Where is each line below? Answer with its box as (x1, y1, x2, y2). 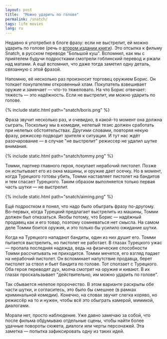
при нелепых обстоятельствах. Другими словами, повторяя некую (5, 127, 149, 133)
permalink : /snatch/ (5, 17, 48, 22)
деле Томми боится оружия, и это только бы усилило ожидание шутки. (5, 225, 158, 231)
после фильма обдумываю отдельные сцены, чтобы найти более (5, 317, 144, 323)
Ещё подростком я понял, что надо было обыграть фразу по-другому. (5, 203, 155, 209)
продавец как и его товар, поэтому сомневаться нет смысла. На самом (5, 219, 160, 225)
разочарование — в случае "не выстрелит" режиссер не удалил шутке (5, 138, 158, 144)
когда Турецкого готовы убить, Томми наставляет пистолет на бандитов (5, 173, 160, 179)
